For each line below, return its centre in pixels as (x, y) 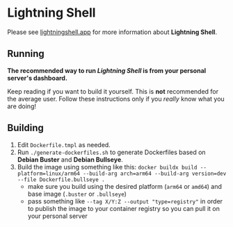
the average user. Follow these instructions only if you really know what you (116, 99)
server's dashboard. (38, 78)
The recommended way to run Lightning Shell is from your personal (107, 70)
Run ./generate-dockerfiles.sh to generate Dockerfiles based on (112, 152)
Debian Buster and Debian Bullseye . (70, 159)
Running (26, 54)
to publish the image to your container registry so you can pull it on (124, 208)
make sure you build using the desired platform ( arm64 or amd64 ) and (125, 186)
